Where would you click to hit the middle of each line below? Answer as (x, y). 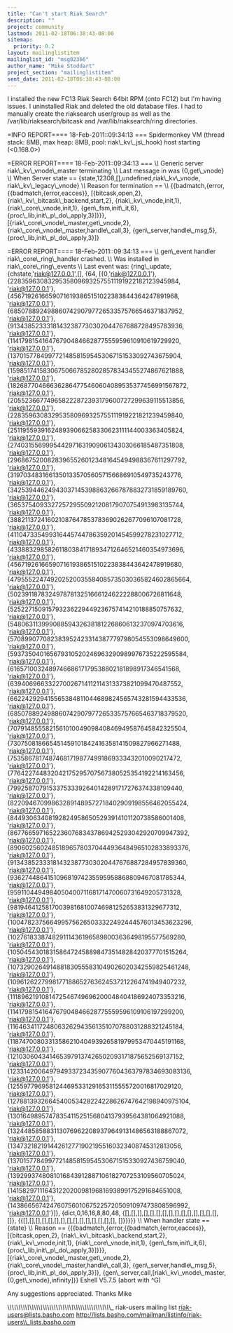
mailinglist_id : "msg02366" (48, 60)
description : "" (31, 20)
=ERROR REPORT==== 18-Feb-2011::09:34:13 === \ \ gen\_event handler (112, 252)
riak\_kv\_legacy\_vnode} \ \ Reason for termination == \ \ (88, 186)
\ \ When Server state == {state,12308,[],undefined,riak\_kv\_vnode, (104, 178)
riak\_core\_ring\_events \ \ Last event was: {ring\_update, (90, 267)
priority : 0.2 (34, 46)
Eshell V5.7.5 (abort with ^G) (120, 1280)
